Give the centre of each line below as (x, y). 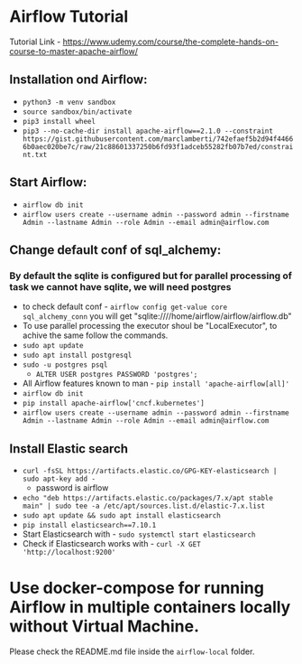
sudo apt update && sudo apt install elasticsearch (121, 516)
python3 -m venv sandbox (69, 102)
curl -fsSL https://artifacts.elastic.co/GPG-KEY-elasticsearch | (150, 472)
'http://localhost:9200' (69, 553)
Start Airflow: (48, 182)
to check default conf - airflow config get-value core (125, 307)
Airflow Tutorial (69, 17)
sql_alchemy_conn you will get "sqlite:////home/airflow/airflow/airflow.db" (157, 316)
